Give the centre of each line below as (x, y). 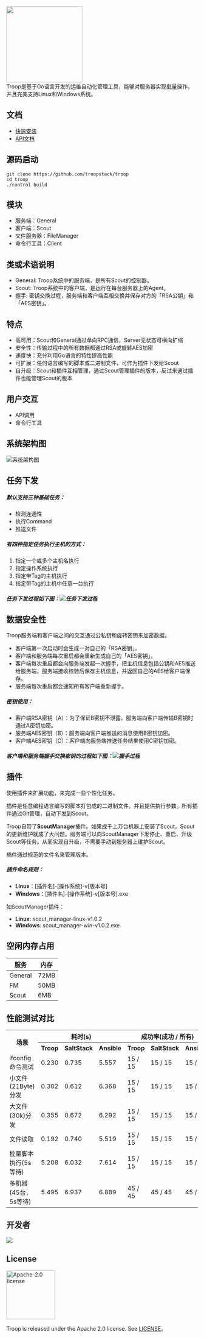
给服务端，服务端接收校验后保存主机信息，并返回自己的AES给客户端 (100, 671)
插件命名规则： (25, 869)
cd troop (17, 179)
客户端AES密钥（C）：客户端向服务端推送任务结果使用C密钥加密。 (97, 741)
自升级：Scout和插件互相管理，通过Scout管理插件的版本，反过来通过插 (104, 370)
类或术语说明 (30, 264)
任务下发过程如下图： (33, 598)
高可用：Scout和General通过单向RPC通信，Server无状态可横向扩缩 (99, 340)
